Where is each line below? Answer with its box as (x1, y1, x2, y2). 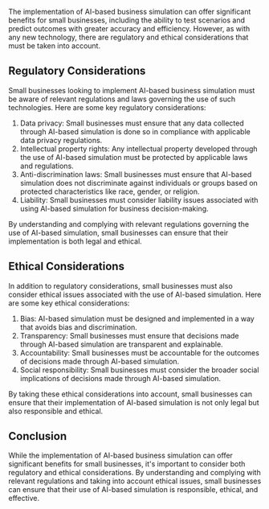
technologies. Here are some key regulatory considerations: (8, 102, 206, 112)
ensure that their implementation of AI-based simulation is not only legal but (8, 397, 259, 407)
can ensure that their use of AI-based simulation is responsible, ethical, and (8, 485, 259, 495)
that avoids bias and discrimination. (19, 322, 138, 332)
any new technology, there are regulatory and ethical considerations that (8, 32, 249, 42)
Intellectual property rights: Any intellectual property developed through (19, 144, 259, 154)
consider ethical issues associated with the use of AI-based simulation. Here (8, 289, 262, 299)
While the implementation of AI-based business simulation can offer (8, 450, 233, 461)
